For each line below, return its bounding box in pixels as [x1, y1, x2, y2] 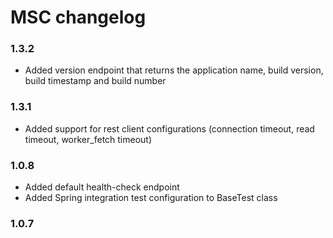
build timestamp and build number [24, 75, 167, 87]
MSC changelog [10, 6, 147, 29]
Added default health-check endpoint [24, 181, 180, 193]
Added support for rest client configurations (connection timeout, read [24, 122, 315, 135]
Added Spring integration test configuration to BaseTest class [24, 192, 278, 204]
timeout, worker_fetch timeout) [24, 133, 153, 145]
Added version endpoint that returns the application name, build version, [24, 64, 324, 76]
